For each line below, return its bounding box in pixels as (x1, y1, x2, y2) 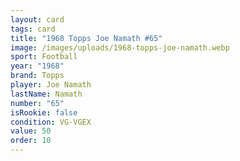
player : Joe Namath (10, 80, 92, 90)
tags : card (10, 24, 56, 34)
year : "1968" (10, 61, 65, 71)
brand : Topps (10, 71, 65, 81)
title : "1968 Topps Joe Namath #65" (10, 33, 163, 43)
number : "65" (10, 98, 65, 108)
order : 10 (10, 136, 52, 146)
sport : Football (10, 52, 78, 62)
